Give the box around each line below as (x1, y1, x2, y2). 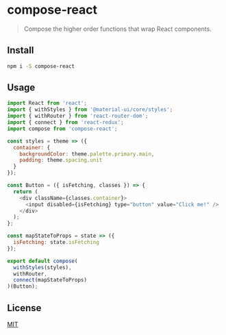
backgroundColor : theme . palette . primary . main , (19, 150, 155, 158)
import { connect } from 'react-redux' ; (7, 119, 125, 126)
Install (7, 45, 34, 56)
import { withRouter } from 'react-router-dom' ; (7, 112, 149, 120)
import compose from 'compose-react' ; (7, 125, 118, 132)
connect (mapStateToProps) (13, 277, 88, 284)
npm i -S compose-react (7, 62, 75, 70)
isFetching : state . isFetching (13, 239, 99, 246)
